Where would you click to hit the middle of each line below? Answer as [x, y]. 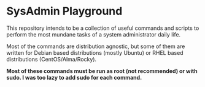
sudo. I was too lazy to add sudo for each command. [74, 77]
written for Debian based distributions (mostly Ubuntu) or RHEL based [95, 52]
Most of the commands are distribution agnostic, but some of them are [96, 46]
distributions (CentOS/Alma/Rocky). [52, 59]
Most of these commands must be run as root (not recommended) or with [102, 71]
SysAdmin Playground [64, 11]
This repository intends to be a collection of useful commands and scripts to [103, 28]
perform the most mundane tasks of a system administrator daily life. [94, 34]
